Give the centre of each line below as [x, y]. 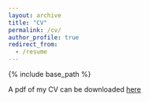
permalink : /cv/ [35, 30]
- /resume [31, 52]
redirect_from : [33, 45]
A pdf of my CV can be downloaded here [75, 89]
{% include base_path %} [50, 74]
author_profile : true [44, 37]
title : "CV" [28, 23]
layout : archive [35, 15]
